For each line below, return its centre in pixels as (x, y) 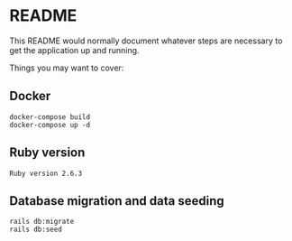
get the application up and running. (74, 50)
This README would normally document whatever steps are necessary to (146, 41)
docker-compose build (50, 117)
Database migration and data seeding (117, 201)
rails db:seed (36, 230)
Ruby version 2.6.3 (46, 173)
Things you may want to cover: (67, 68)
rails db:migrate (42, 222)
